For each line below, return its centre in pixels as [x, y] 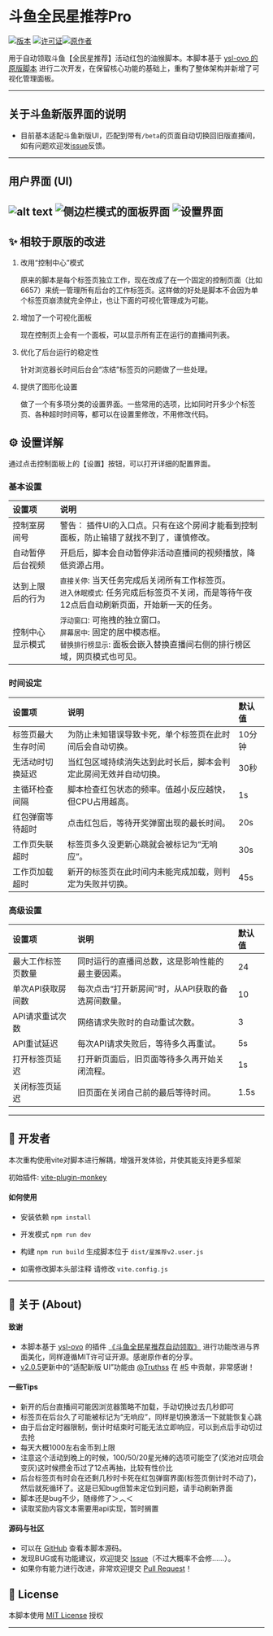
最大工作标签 [37, 961]
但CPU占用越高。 [101, 801]
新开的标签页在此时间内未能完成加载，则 [145, 872]
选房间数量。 [102, 1001]
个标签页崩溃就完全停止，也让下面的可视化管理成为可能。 [116, 300]
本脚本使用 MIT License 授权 [56, 1615]
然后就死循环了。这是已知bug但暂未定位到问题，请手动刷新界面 [126, 1488]
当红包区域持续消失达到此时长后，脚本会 [145, 762]
